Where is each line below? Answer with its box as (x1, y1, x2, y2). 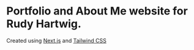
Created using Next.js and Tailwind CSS (6, 37, 107, 44)
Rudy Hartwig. (6, 17, 81, 31)
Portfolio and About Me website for (6, 4, 188, 18)
